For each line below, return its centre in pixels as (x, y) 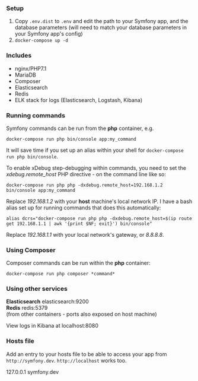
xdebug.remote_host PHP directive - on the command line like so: (86, 174)
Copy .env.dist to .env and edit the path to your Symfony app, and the (101, 21)
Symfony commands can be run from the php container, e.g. (80, 128)
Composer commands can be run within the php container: (79, 263)
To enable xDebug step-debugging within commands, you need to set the (96, 168)
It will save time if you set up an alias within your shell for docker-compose (95, 150)
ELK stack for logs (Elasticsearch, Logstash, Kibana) (79, 100)
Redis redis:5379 (27, 308)
